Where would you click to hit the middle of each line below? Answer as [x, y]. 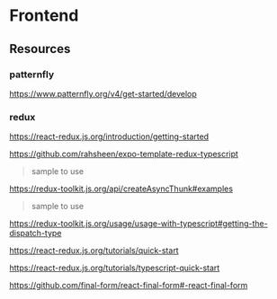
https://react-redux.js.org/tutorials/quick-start [94, 251]
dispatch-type [36, 233]
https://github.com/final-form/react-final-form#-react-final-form [129, 286]
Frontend [44, 16]
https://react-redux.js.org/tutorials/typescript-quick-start [115, 268]
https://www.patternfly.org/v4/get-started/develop [103, 93]
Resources [40, 49]
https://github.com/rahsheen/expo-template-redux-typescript [124, 154]
